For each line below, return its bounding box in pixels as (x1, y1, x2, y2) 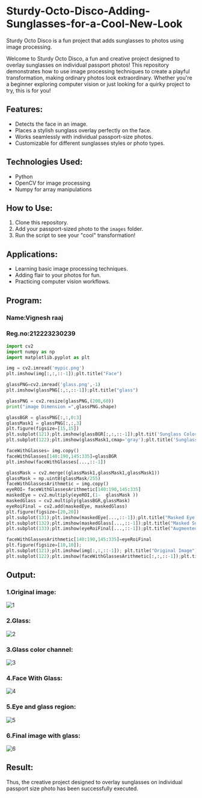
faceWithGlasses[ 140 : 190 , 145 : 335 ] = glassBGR (6, 453, 117, 459)
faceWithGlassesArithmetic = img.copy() (6, 481, 109, 487)
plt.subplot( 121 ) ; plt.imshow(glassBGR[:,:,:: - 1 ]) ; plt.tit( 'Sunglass (6, 431, 182, 437)
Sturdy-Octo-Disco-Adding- (6, 4, 150, 18)
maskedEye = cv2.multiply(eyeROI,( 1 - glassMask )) (6, 492, 138, 499)
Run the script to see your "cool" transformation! (14, 232, 136, 239)
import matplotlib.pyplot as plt (6, 354, 90, 360)
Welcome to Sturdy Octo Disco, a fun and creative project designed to (6, 55, 180, 62)
